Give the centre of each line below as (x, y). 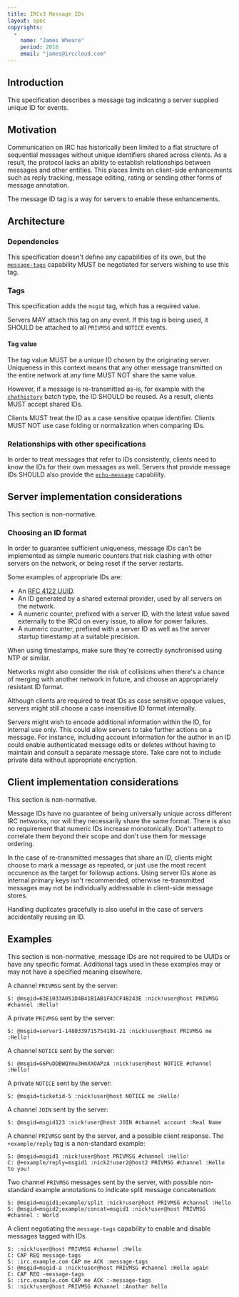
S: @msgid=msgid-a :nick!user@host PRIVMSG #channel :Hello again (108, 1268)
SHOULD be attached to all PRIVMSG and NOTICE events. (87, 327)
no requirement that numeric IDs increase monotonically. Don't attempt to (115, 828)
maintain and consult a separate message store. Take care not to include (114, 753)
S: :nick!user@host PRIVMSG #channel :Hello (75, 1249)
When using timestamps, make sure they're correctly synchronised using (115, 651)
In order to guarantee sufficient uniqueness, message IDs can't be (105, 548)
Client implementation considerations (93, 782)
